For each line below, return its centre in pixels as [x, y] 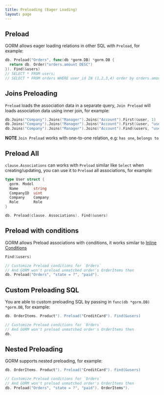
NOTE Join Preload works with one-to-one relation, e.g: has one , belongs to [82, 138]
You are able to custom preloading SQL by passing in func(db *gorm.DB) [78, 302]
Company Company [29, 197]
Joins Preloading [31, 94]
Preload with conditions [42, 231]
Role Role [26, 202]
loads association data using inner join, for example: [57, 110]
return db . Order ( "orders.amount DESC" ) [51, 65]
